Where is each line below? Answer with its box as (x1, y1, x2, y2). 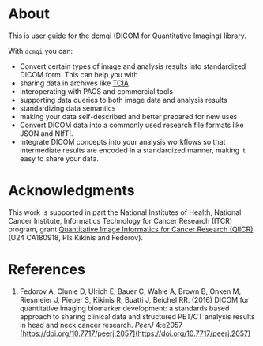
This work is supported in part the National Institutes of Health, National (8, 207, 242, 217)
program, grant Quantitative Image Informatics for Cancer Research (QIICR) (8, 224, 254, 234)
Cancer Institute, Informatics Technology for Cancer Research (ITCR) (8, 216, 233, 225)
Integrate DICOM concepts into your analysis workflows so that (19, 137, 226, 146)
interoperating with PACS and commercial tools (19, 86, 174, 96)
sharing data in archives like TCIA (19, 78, 129, 88)
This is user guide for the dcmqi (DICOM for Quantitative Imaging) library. (8, 31, 246, 40)
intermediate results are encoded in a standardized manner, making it (19, 145, 246, 155)
